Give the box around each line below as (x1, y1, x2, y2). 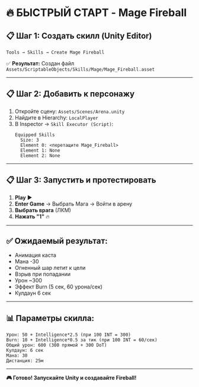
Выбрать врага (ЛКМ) (14, 206, 71, 213)
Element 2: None (20, 152, 60, 159)
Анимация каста (14, 251, 56, 259)
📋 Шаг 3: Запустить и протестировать (6, 175, 156, 185)
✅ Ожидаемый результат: (6, 236, 108, 246)
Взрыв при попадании (14, 270, 71, 278)
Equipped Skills (14, 131, 55, 138)
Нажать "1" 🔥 (14, 213, 50, 220)
